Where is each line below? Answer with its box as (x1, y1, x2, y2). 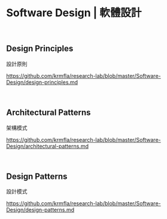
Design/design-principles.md (6, 78, 78, 86)
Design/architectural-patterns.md (6, 142, 89, 150)
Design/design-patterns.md (6, 206, 75, 214)
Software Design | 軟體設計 (6, 6, 142, 20)
